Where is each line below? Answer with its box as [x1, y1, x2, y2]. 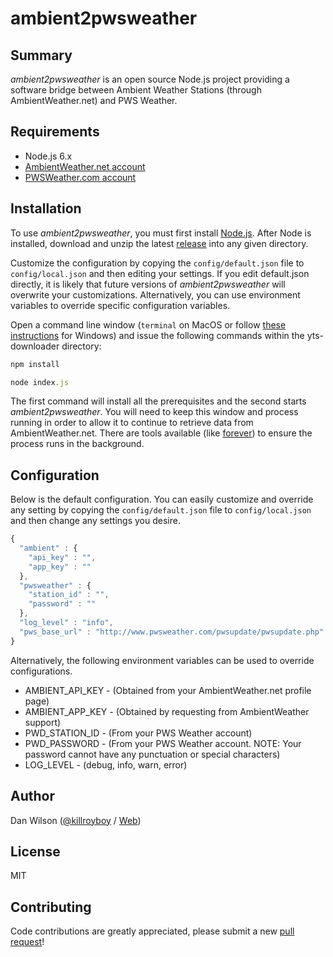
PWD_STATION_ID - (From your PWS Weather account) [24, 727, 253, 739]
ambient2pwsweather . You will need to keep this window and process [10, 406, 299, 418]
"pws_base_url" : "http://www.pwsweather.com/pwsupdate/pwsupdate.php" [19, 627, 325, 637]
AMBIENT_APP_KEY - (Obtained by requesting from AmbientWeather [24, 705, 310, 717]
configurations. [10, 665, 73, 677]
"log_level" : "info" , [19, 618, 114, 628]
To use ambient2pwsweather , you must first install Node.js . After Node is [10, 227, 312, 239]
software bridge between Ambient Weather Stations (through [10, 84, 262, 96]
